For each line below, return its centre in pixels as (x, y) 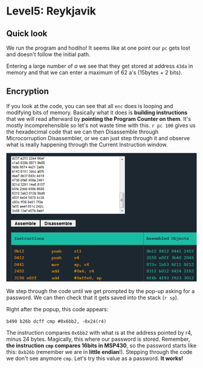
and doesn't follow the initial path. (48, 54)
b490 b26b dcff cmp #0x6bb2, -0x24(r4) (56, 321)
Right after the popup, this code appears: (57, 309)
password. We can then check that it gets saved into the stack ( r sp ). (92, 298)
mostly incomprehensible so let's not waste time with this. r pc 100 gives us (101, 125)
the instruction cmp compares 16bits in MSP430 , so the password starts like (101, 346)
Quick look (27, 34)
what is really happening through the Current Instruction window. (87, 144)
